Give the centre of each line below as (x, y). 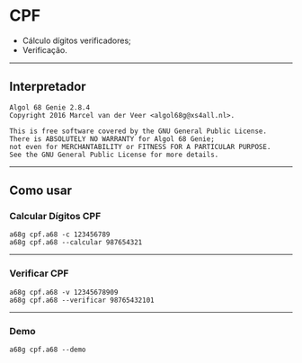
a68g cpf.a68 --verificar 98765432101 (82, 300)
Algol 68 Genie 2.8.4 (50, 107)
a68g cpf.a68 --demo (48, 350)
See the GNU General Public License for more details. (114, 155)
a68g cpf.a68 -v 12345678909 (64, 292)
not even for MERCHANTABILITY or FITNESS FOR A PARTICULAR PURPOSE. (140, 146)
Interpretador (48, 87)
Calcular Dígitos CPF (55, 217)
